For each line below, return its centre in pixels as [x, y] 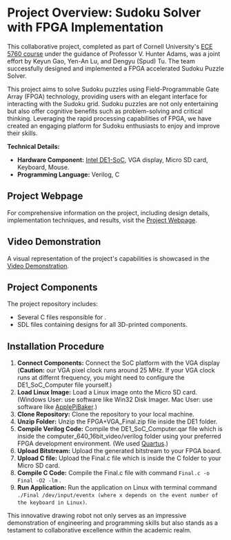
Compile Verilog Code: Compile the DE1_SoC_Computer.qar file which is [120, 429]
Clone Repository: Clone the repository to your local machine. [106, 414]
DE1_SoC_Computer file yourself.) [64, 385]
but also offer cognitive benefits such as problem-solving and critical [105, 111]
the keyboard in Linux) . [52, 502]
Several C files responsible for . [62, 317]
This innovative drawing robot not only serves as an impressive [97, 516]
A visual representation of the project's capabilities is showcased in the [108, 258]
